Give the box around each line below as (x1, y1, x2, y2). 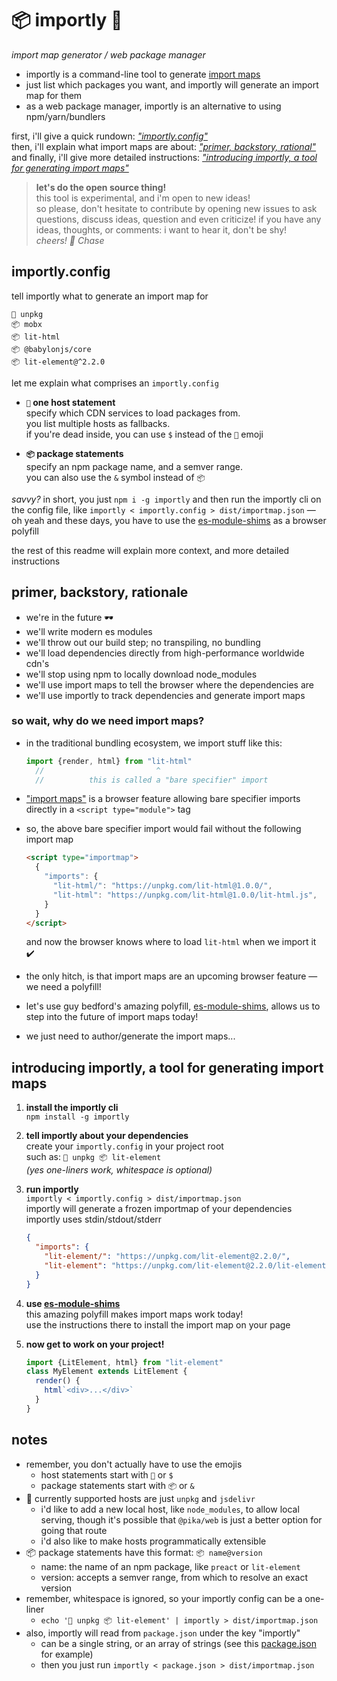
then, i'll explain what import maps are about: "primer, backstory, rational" (11, 140, 317, 152)
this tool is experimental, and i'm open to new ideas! (35, 192, 251, 204)
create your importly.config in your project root (25, 1140, 224, 1152)
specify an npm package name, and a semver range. (25, 460, 243, 472)
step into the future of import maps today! (25, 1011, 199, 1023)
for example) (40, 1648, 94, 1660)
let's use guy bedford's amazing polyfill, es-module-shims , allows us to (25, 1000, 321, 1012)
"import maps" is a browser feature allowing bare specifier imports (25, 793, 301, 805)
